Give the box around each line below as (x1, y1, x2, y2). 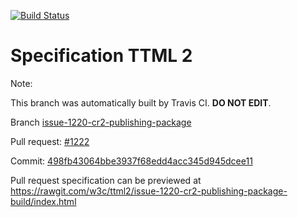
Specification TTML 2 (10, 45, 193, 67)
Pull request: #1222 (10, 135, 90, 147)
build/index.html (10, 195, 77, 207)
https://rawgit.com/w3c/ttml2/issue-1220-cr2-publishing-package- (10, 185, 288, 197)
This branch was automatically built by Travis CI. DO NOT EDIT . (10, 96, 272, 109)
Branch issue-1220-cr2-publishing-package (10, 116, 192, 128)
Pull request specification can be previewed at (10, 174, 202, 186)
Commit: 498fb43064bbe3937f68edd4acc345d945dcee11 (10, 155, 253, 167)
